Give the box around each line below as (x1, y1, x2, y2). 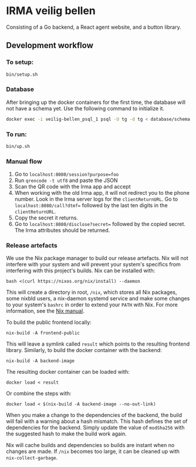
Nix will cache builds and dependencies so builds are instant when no (6, 442, 175, 449)
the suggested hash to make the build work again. (6, 430, 127, 438)
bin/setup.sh (6, 72, 38, 77)
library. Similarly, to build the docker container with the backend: (6, 347, 163, 354)
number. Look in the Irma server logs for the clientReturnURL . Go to (14, 195, 178, 203)
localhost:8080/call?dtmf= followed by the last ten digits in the (14, 202, 168, 209)
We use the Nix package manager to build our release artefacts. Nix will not (6, 255, 189, 262)
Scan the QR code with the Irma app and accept (14, 183, 131, 190)
